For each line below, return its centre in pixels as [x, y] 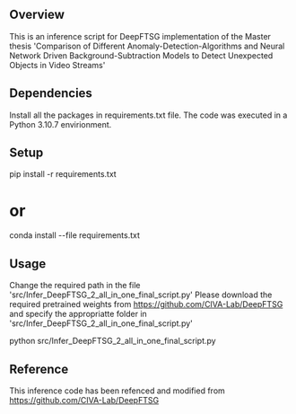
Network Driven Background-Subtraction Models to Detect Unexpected [141, 55]
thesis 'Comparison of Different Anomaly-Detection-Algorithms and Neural [147, 46]
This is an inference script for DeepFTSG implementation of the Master [140, 36]
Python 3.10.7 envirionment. [61, 124]
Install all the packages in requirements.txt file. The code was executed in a [148, 115]
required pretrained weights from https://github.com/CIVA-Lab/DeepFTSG [146, 304]
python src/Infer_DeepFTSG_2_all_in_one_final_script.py [113, 341]
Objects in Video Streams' [57, 65]
